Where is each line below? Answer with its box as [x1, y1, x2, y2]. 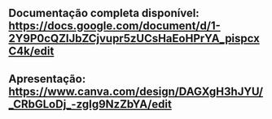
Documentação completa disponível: [8, 6, 200, 20]
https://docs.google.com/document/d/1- [8, 19, 222, 33]
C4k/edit [8, 45, 55, 58]
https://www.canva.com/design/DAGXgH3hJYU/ [8, 84, 263, 98]
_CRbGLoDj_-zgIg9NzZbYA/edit [8, 97, 173, 111]
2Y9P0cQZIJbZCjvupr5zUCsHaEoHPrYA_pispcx [8, 32, 261, 45]
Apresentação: [8, 72, 86, 86]
